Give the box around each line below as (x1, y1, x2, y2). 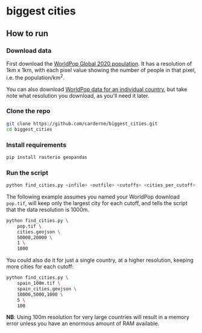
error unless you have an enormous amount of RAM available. (6, 320, 160, 327)
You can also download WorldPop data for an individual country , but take (6, 86, 188, 93)
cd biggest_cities (6, 126, 52, 132)
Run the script (6, 168, 49, 177)
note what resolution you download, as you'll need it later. (6, 92, 150, 99)
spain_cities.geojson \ (17, 285, 77, 292)
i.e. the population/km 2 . (6, 72, 65, 81)
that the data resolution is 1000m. (6, 206, 89, 213)
